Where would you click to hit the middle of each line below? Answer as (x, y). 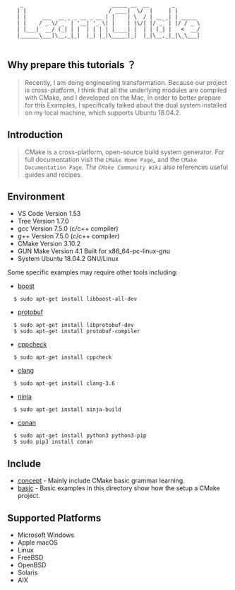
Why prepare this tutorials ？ (72, 65)
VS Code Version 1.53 (49, 214)
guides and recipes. (53, 174)
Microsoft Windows (46, 535)
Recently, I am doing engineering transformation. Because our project (126, 82)
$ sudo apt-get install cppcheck (63, 358)
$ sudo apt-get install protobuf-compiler (77, 331)
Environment (36, 197)
